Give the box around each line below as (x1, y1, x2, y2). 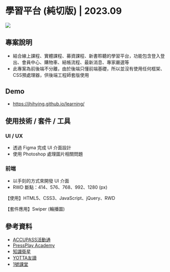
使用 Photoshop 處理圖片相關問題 (12, 151, 83, 157)
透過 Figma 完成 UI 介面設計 (12, 145, 71, 151)
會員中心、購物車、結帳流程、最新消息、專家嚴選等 (21, 59, 129, 65)
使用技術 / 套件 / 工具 (5, 117, 71, 125)
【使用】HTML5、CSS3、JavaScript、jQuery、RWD (5, 195, 116, 201)
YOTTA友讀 (12, 255, 37, 261)
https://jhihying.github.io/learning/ (12, 101, 85, 107)
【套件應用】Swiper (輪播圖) (5, 206, 65, 212)
